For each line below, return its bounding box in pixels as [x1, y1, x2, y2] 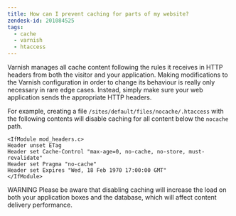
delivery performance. [7, 200, 73, 209]
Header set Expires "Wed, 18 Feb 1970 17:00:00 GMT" [7, 167, 167, 174]
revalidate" [7, 154, 43, 161]
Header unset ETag [7, 142, 62, 149]
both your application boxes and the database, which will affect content [7, 193, 217, 201]
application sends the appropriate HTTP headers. [7, 93, 152, 102]
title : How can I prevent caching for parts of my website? [7, 10, 190, 18]
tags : [7, 23, 23, 31]
